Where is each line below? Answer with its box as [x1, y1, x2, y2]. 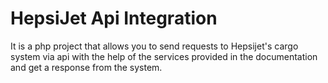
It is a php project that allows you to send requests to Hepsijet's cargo [10, 40, 299, 52]
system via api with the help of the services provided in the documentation [10, 50, 318, 62]
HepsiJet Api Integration [10, 7, 218, 30]
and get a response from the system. [10, 61, 163, 73]
